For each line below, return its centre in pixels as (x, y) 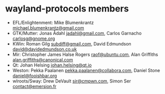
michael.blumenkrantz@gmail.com (48, 27)
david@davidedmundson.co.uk (45, 49)
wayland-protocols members (67, 9)
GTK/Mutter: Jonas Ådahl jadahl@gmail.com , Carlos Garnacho (77, 33)
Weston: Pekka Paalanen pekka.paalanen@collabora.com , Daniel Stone (86, 70)
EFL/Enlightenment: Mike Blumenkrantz (53, 22)
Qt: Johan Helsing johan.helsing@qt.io (52, 65)
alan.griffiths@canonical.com (43, 59)
